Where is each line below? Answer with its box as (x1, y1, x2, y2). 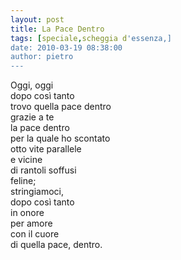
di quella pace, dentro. (10, 239, 103, 251)
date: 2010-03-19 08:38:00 (10, 42, 123, 53)
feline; (10, 175, 37, 187)
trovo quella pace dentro (10, 101, 112, 113)
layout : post (10, 14, 65, 25)
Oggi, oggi (10, 79, 54, 91)
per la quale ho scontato (10, 132, 111, 145)
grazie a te (10, 111, 55, 123)
